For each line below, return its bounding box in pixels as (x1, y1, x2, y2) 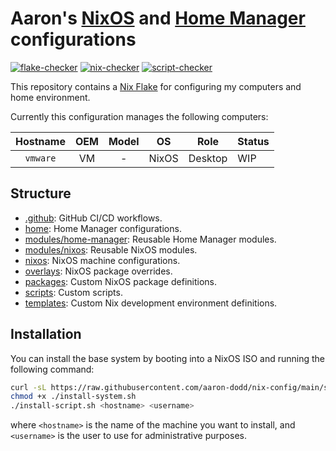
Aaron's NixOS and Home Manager (10, 7, 306, 30)
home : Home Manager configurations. (24, 222, 182, 234)
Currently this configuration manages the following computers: (10, 110, 269, 122)
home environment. (10, 91, 91, 103)
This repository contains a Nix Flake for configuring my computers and (10, 80, 302, 92)
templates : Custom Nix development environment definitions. (24, 297, 278, 309)
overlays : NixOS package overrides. (24, 265, 173, 277)
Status (237, 134, 270, 148)
